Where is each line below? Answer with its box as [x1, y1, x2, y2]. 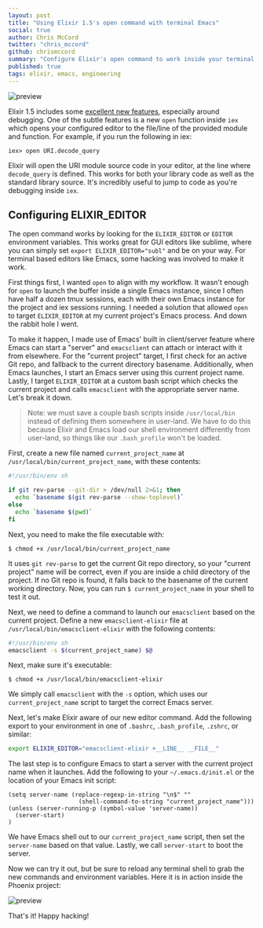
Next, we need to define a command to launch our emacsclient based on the [8, 607, 255, 616]
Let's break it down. [8, 393, 72, 403]
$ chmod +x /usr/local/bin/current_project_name [8, 545, 170, 553]
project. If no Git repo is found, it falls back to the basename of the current [8, 575, 249, 585]
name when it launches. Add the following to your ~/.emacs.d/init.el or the [8, 767, 255, 777]
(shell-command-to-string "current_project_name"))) [78, 798, 255, 806]
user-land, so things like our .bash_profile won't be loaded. [27, 433, 222, 443]
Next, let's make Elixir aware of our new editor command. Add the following [8, 713, 253, 722]
